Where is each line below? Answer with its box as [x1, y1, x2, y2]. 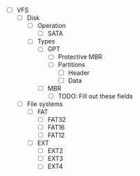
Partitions [58, 60, 86, 69]
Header [68, 69, 90, 77]
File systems [26, 100, 63, 108]
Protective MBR [58, 53, 103, 61]
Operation [37, 21, 67, 30]
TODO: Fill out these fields [58, 91, 133, 100]
